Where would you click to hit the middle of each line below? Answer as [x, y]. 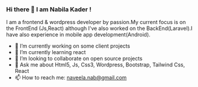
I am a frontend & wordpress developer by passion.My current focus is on [96, 22]
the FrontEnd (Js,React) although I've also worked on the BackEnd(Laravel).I [99, 28]
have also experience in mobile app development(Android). [78, 35]
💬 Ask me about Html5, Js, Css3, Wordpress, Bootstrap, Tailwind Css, [100, 65]
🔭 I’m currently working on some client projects [72, 46]
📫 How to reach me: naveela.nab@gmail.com [71, 78]
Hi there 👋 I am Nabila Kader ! [49, 9]
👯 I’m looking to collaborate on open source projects [79, 59]
